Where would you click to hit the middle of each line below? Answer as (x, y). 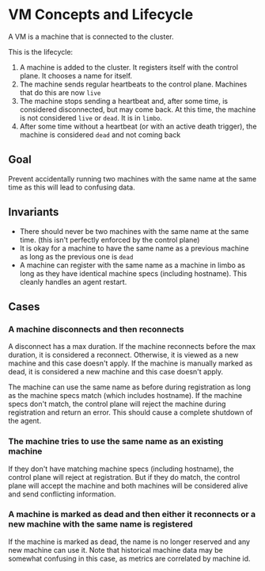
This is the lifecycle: (41, 52)
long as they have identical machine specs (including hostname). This (133, 273)
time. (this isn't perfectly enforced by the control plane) (110, 240)
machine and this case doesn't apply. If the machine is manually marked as (131, 363)
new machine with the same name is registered (100, 524)
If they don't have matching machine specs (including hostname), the (121, 469)
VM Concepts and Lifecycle (101, 15)
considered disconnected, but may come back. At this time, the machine (138, 109)
